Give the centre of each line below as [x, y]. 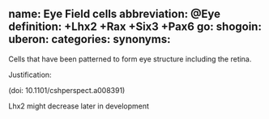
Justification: [30, 74]
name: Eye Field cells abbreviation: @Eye [115, 14]
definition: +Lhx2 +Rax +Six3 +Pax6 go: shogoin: [135, 27]
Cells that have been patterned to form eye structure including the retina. [130, 59]
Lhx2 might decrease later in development [79, 106]
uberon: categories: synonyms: [90, 39]
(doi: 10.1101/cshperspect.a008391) [67, 90]
